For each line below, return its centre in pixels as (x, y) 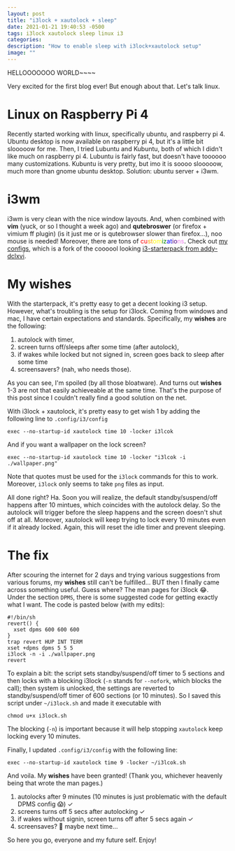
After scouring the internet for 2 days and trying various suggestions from (114, 575)
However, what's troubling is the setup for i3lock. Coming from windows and (117, 311)
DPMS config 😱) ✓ (45, 804)
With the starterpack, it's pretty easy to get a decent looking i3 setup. (107, 303)
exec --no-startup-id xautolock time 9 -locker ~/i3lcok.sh (97, 762)
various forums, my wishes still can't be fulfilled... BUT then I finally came (114, 582)
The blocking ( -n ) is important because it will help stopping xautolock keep (115, 729)
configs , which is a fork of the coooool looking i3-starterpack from (103, 248)
